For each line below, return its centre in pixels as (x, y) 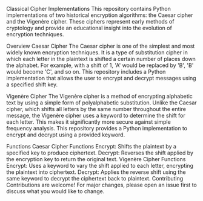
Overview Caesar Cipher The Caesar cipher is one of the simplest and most (101, 46)
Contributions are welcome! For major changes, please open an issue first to (101, 185)
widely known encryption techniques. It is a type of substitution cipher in (97, 53)
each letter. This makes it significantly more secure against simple (88, 122)
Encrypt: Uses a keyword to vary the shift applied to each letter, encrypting (100, 166)
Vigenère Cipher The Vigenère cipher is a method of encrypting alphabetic (99, 96)
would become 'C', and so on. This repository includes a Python (86, 72)
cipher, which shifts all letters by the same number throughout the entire (96, 109)
